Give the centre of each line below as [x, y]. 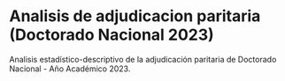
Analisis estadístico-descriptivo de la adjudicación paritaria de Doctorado [143, 59]
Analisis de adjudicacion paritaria [135, 16]
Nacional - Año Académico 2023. [70, 69]
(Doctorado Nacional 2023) [112, 35]
